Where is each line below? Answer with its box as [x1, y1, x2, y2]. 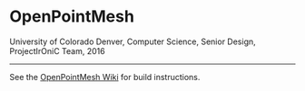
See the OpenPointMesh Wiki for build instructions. [9, 71, 201, 82]
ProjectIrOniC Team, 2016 [9, 45, 106, 56]
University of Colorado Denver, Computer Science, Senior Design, [9, 36, 256, 47]
